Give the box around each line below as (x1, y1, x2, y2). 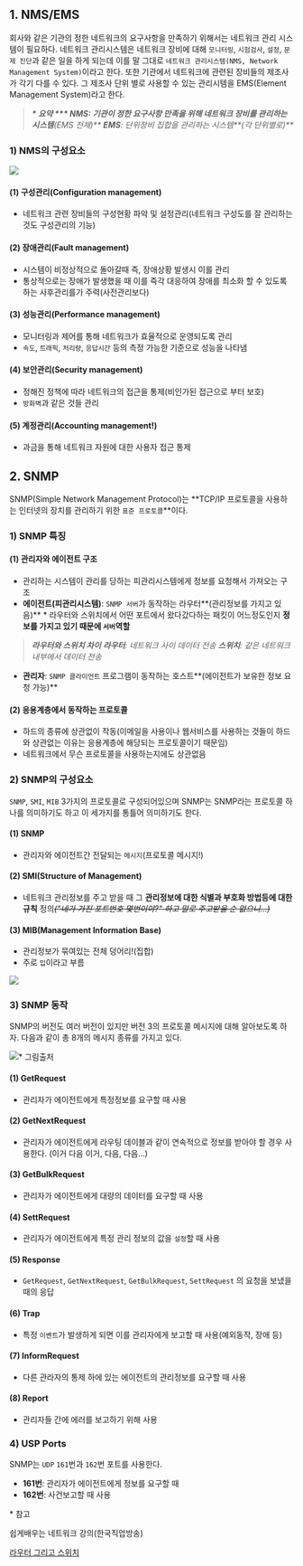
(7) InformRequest (9, 1351, 79, 1362)
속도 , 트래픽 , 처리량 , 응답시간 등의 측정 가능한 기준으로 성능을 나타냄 (22, 342, 248, 353)
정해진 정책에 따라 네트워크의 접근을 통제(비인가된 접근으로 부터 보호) (22, 386, 264, 397)
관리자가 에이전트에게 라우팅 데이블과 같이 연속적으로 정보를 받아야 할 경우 (22, 1137, 283, 1147)
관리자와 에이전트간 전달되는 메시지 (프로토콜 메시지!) (22, 849, 205, 860)
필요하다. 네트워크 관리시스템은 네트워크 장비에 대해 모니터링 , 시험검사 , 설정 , (25, 43, 282, 54)
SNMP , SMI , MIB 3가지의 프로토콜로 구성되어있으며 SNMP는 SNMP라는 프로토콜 (9, 796, 284, 807)
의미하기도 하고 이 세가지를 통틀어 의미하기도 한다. (25, 807, 202, 817)
